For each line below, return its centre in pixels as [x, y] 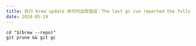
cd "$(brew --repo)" [31, 32]
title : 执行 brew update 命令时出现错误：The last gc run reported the [90, 11]
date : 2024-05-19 [27, 17]
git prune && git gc [31, 37]
